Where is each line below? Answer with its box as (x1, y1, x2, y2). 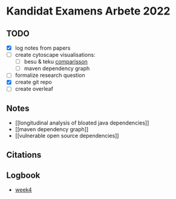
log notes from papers (15, 44, 71, 51)
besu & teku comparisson (24, 58, 88, 65)
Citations (6, 149, 42, 160)
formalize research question (15, 71, 86, 79)
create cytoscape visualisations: (15, 51, 96, 59)
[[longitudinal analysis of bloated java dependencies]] (15, 119, 149, 126)
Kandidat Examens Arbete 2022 (6, 4, 171, 18)
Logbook (6, 171, 41, 181)
